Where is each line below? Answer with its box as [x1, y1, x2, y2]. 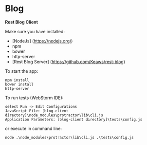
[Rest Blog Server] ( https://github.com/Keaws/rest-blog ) [12, 59, 126, 64]
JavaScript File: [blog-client [5, 108, 69, 113]
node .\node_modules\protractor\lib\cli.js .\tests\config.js [5, 135, 134, 140]
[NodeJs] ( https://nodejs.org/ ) [12, 38, 73, 44]
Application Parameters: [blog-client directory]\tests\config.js [5, 117, 143, 122]
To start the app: [5, 68, 38, 74]
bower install [5, 82, 34, 87]
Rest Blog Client [5, 19, 38, 25]
